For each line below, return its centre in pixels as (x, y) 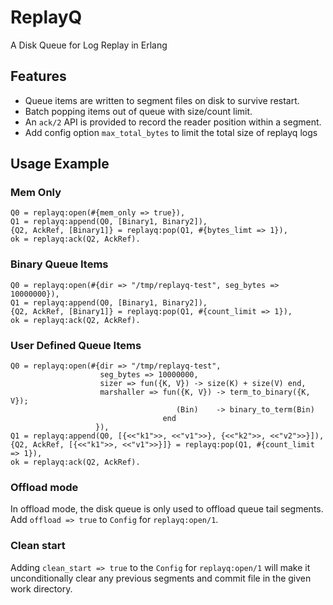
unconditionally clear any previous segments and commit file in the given (161, 578)
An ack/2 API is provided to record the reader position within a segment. (173, 122)
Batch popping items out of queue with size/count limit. (138, 111)
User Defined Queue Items (76, 345)
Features (38, 76)
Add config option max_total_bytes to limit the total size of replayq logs (171, 132)
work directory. (41, 588)
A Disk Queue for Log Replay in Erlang (89, 45)
